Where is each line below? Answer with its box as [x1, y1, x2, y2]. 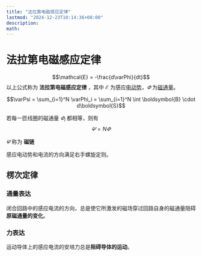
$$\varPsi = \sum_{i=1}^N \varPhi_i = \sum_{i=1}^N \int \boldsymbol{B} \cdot [6, 96, 196, 103]
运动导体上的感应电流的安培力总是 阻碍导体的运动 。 [6, 243, 133, 250]
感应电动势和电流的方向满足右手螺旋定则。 [6, 151, 112, 158]
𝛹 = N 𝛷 [91, 125, 111, 132]
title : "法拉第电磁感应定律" [6, 8, 71, 15]
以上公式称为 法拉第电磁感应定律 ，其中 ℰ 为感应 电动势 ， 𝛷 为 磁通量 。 [6, 84, 179, 91]
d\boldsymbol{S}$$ [76, 102, 126, 109]
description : [6, 20, 39, 26]
